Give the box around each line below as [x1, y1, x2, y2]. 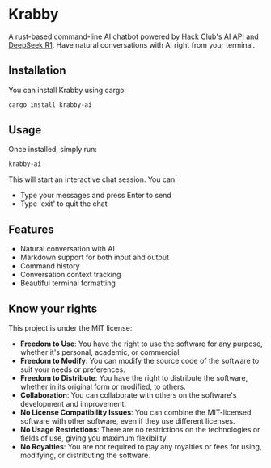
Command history [19, 261, 80, 271]
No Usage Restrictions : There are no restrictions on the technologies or [19, 424, 260, 434]
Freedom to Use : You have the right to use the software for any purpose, [19, 339, 263, 348]
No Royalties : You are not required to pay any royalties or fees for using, [19, 441, 262, 451]
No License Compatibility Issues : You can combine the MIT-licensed [19, 407, 252, 417]
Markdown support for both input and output [19, 252, 170, 263]
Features [8, 222, 54, 236]
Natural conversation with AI [19, 244, 115, 254]
